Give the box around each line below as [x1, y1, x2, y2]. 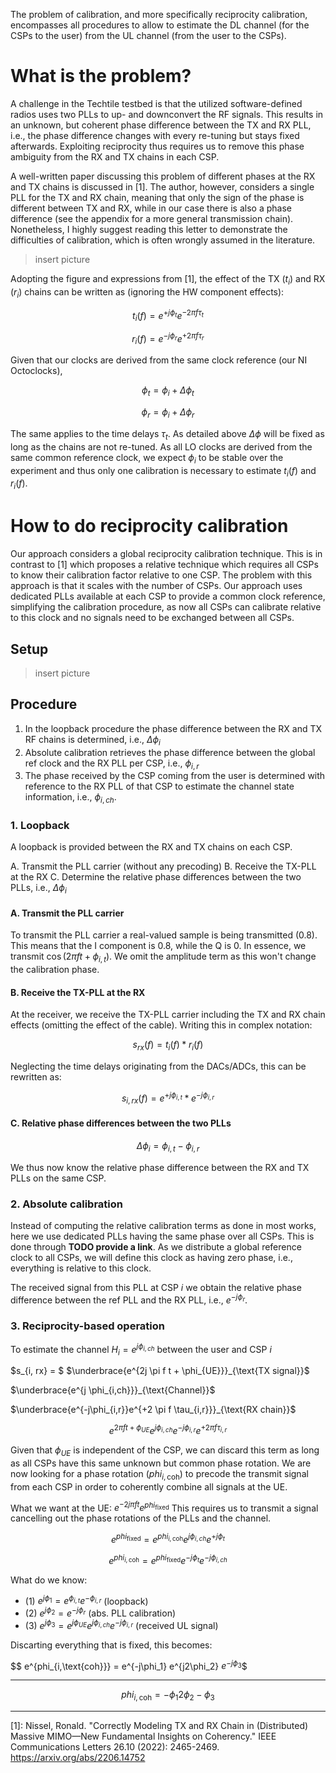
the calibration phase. [10, 964, 100, 976]
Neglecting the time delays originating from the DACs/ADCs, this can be [10, 1060, 307, 1073]
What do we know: [10, 1574, 88, 1586]
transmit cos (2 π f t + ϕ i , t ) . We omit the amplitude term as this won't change [10, 950, 317, 965]
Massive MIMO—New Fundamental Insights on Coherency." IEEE [10, 1730, 277, 1743]
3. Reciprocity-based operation [10, 1319, 166, 1333]
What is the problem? [10, 65, 192, 88]
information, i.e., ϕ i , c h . [24, 791, 117, 806]
